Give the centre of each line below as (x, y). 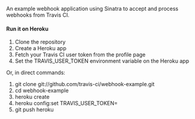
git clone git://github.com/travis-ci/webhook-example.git (85, 84)
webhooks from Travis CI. (38, 15)
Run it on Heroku (28, 29)
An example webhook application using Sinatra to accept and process (92, 9)
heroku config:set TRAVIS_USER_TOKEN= (66, 103)
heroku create (32, 97)
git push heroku (34, 109)
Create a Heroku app (41, 48)
